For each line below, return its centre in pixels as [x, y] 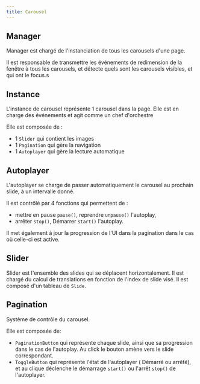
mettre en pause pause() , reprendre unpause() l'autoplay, [86, 215]
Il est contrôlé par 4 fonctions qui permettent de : [67, 203]
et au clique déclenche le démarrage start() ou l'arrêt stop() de [95, 368]
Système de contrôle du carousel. [48, 319]
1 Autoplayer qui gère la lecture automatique [70, 152]
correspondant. [34, 355]
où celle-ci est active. [33, 240]
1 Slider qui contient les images [55, 139]
